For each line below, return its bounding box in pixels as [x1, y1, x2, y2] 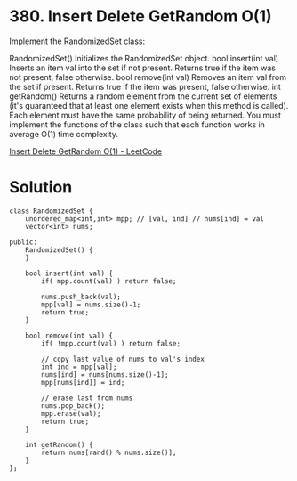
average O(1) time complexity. [9, 128, 118, 139]
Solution [9, 177, 73, 198]
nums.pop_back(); [41, 401, 105, 411]
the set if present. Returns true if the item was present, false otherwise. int [9, 81, 282, 92]
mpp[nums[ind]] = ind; [41, 378, 125, 387]
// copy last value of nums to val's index [41, 355, 205, 363]
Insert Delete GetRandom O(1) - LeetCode [9, 145, 163, 157]
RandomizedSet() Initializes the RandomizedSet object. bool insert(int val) [9, 53, 278, 63]
